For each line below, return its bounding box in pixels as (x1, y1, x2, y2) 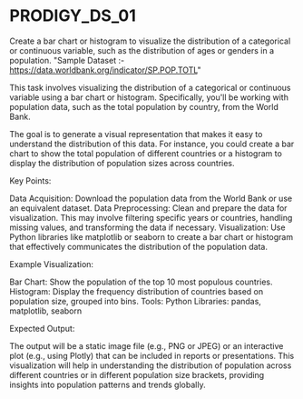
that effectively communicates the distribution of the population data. (9, 241, 268, 252)
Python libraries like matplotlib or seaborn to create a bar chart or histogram (9, 231, 293, 242)
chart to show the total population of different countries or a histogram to (9, 147, 283, 159)
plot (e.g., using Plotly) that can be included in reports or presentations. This (9, 350, 295, 361)
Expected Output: (9, 323, 75, 334)
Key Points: (9, 175, 52, 186)
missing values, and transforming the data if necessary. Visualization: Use (9, 222, 286, 233)
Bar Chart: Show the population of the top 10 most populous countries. (9, 276, 273, 287)
